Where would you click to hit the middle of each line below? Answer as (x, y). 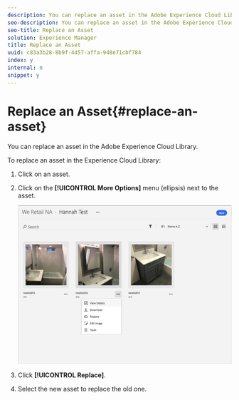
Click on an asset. (44, 174)
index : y (20, 61)
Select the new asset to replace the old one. (82, 389)
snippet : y (23, 75)
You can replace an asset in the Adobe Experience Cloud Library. (103, 146)
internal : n (25, 68)
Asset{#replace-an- (138, 111)
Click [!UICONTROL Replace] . (62, 375)
